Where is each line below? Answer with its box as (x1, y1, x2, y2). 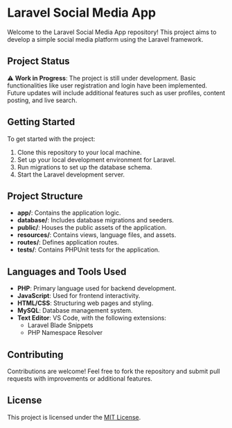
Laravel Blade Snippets (27, 321, 93, 329)
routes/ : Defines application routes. (17, 238, 119, 247)
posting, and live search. (7, 96, 78, 104)
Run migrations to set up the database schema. (17, 163, 152, 171)
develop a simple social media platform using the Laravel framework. (7, 35, 204, 43)
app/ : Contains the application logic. (17, 208, 121, 217)
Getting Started (7, 116, 75, 128)
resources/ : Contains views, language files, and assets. (17, 231, 177, 239)
